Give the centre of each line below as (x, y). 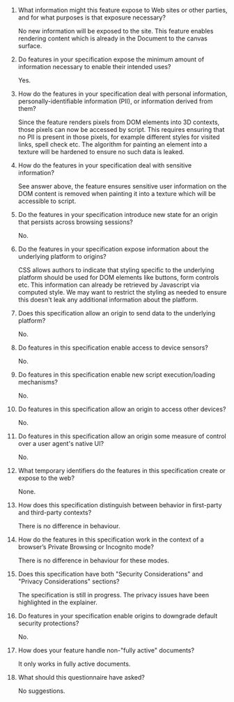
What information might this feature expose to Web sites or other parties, (123, 10)
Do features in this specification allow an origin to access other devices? (122, 409)
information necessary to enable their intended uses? (94, 67)
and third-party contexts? (55, 513)
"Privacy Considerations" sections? (69, 581)
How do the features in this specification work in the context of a (111, 539)
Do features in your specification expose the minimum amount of (111, 59)
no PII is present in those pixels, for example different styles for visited (119, 137)
